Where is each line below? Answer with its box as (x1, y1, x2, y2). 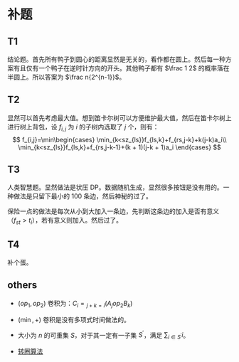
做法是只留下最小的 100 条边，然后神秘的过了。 (13, 192, 153, 201)
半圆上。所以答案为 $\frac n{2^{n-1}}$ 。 (7, 73, 126, 81)
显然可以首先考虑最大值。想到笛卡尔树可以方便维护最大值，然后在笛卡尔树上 (7, 113, 232, 122)
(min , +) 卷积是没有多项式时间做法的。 (17, 315, 130, 324)
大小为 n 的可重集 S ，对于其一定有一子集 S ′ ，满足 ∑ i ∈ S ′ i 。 (17, 329, 190, 341)
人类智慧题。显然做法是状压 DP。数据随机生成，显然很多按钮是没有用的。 (7, 183, 223, 192)
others (7, 279, 38, 292)
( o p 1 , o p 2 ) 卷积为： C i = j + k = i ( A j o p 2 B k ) (17, 299, 133, 309)
